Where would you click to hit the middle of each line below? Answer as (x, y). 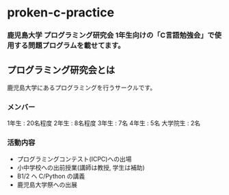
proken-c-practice (61, 13)
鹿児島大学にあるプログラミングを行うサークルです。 (82, 88)
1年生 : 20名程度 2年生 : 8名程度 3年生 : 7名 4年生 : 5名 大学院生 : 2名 (104, 123)
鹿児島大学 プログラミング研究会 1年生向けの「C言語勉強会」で (111, 36)
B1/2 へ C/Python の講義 (51, 176)
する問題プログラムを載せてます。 (69, 46)
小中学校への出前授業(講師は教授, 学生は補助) (81, 167)
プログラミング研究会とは (61, 70)
